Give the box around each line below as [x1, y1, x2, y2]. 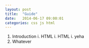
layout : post [5, 7, 31, 12]
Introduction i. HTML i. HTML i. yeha [12, 34, 85, 39]
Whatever [12, 39, 32, 45]
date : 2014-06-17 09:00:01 [5, 16, 64, 21]
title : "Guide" [5, 12, 38, 16]
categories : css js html [5, 20, 55, 25]
